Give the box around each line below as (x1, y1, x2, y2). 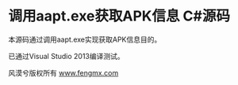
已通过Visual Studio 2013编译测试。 (8, 51, 125, 61)
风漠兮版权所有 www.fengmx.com (8, 68, 119, 77)
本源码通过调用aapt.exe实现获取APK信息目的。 (8, 35, 162, 44)
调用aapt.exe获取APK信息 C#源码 (8, 7, 230, 25)
